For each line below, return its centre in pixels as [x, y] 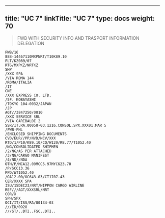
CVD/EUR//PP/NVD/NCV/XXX [30, 138]
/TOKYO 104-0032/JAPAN [28, 104]
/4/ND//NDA [16, 160]
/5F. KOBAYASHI [21, 99]
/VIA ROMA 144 [20, 78]
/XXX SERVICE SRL [23, 117]
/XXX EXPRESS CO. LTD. [28, 95]
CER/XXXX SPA [18, 181]
